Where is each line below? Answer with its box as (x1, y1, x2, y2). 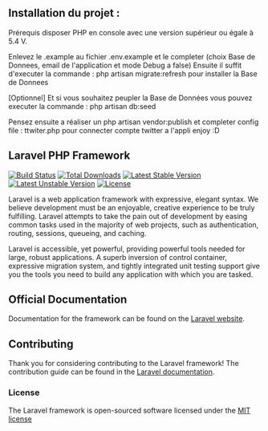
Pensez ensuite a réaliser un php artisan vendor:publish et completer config (8, 116, 259, 127)
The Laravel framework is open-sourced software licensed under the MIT (8, 405, 251, 415)
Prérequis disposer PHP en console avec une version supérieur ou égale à (8, 27, 254, 37)
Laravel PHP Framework (8, 148, 131, 163)
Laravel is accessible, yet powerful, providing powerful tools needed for (8, 244, 246, 254)
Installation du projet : (8, 6, 120, 20)
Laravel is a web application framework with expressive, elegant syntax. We (8, 194, 259, 204)
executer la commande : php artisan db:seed (8, 101, 156, 111)
